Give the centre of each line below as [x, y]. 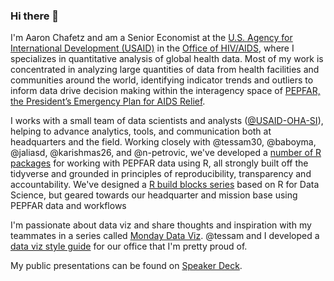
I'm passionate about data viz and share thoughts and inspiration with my [161, 225]
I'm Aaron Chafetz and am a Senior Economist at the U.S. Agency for [151, 38]
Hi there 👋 [35, 16]
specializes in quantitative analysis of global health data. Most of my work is [167, 59]
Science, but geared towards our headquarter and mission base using [154, 195]
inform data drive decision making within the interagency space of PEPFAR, [165, 91]
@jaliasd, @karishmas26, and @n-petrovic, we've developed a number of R [166, 153]
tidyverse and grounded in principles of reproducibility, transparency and [161, 174]
